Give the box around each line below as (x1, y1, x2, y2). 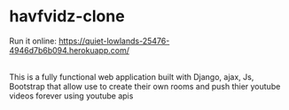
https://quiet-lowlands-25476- (59, 35, 170, 46)
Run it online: (9, 35, 58, 46)
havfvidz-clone (9, 6, 126, 27)
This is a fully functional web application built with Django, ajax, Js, (9, 71, 254, 82)
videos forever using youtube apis (9, 90, 134, 101)
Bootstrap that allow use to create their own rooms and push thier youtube (9, 81, 281, 91)
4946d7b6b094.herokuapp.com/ (9, 44, 130, 55)
